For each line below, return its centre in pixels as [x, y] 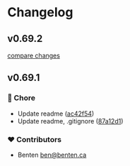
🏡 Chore [21, 98]
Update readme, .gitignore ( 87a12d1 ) [70, 121]
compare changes [34, 55]
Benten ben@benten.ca [52, 155]
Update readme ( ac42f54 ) [56, 114]
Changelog [40, 12]
